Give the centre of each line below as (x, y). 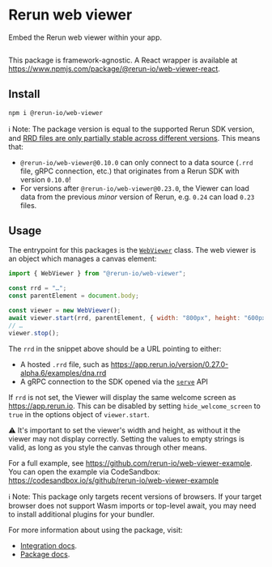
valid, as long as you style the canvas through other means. (108, 447)
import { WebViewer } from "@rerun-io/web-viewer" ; (97, 274)
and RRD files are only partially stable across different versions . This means (134, 138)
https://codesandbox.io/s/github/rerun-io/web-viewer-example (114, 480)
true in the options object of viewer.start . (79, 414)
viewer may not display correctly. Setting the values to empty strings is (127, 438)
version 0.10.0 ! (45, 179)
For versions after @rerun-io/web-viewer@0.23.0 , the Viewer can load (134, 188)
